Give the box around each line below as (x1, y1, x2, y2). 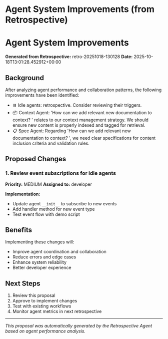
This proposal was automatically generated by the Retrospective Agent (5, 323, 152, 329)
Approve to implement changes (12, 298, 77, 304)
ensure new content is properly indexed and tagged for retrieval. (12, 122, 145, 128)
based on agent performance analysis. (5, 328, 86, 334)
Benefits (5, 226, 32, 234)
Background (5, 74, 44, 82)
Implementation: (5, 191, 40, 197)
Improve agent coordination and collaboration (12, 249, 106, 255)
